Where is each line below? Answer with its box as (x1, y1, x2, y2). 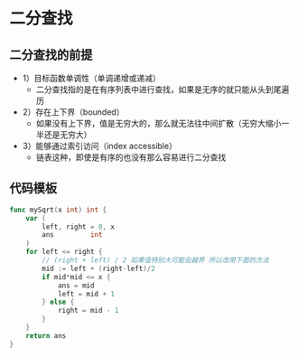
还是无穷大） (43, 129, 92, 140)
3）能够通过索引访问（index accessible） (22, 141, 178, 151)
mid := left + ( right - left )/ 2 (42, 264, 155, 273)
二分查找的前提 (9, 47, 93, 62)
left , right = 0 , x (42, 222, 116, 231)
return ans (25, 331, 67, 340)
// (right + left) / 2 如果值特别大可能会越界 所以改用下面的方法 (42, 256, 269, 265)
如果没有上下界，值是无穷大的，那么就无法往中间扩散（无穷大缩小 (35, 118, 282, 128)
